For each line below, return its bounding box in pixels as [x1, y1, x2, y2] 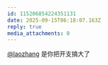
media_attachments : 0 [7, 29, 70, 37]
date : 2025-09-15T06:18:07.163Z [7, 17, 101, 24]
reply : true [7, 23, 42, 30]
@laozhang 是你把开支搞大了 [7, 50, 91, 58]
